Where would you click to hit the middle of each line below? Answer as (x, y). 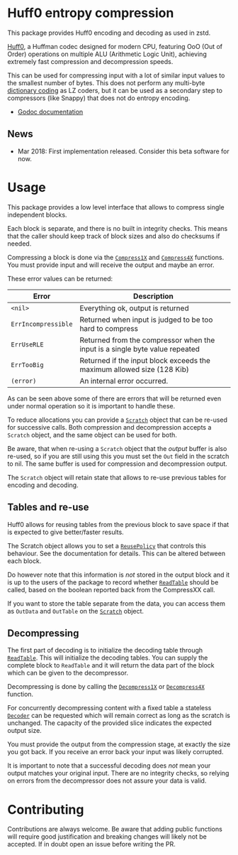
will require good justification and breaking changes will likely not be (107, 837)
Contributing (46, 809)
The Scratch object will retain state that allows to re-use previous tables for (117, 477)
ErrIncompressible (42, 324)
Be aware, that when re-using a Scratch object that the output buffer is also (117, 448)
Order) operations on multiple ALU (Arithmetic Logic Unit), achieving (107, 54)
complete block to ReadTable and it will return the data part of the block (111, 665)
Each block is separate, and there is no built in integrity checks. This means (118, 228)
